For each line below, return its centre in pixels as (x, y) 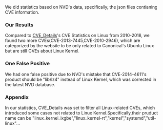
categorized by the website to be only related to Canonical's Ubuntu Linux (80, 46)
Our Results (19, 25)
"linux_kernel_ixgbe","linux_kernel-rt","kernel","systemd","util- (94, 118)
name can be (18, 118)
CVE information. (22, 12)
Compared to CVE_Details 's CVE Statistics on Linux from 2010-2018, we (77, 36)
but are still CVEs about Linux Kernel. (42, 51)
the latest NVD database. (30, 84)
